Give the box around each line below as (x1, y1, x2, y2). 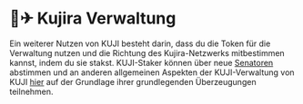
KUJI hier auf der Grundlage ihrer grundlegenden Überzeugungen (9, 76, 257, 87)
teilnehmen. (9, 86, 54, 97)
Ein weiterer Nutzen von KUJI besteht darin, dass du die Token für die (9, 38, 271, 49)
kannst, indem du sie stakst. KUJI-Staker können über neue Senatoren (9, 57, 274, 68)
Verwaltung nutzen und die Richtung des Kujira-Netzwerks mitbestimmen (9, 47, 285, 58)
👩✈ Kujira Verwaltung (9, 8, 177, 29)
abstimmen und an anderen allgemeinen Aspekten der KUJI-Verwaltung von (9, 67, 295, 78)
